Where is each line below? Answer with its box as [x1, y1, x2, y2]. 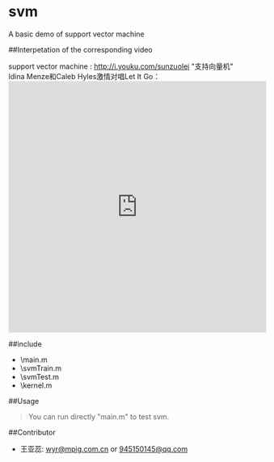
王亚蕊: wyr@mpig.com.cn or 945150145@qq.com [19, 443, 188, 454]
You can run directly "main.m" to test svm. [27, 411, 170, 422]
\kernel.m [19, 380, 53, 390]
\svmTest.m [19, 372, 59, 381]
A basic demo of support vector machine [8, 29, 145, 39]
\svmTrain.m [19, 363, 62, 373]
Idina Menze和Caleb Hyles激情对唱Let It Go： [8, 71, 160, 81]
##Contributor [8, 427, 56, 437]
